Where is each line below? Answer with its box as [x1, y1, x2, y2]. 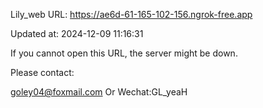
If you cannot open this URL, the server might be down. [10, 47, 238, 59]
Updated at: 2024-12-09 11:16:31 [10, 28, 144, 39]
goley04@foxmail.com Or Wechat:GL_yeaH [10, 86, 188, 98]
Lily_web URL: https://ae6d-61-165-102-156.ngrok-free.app [10, 9, 253, 20]
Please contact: [10, 67, 75, 78]
